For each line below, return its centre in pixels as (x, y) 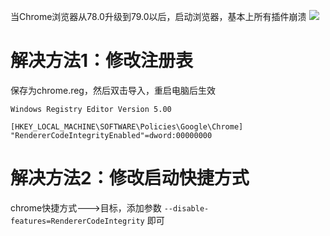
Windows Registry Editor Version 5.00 (91, 109)
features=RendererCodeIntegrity (77, 221)
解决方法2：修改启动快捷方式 (130, 178)
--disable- (186, 208)
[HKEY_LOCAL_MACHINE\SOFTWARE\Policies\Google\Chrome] (127, 126)
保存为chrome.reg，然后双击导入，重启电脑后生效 (113, 90)
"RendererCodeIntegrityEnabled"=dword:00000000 (111, 135)
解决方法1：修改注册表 (102, 61)
